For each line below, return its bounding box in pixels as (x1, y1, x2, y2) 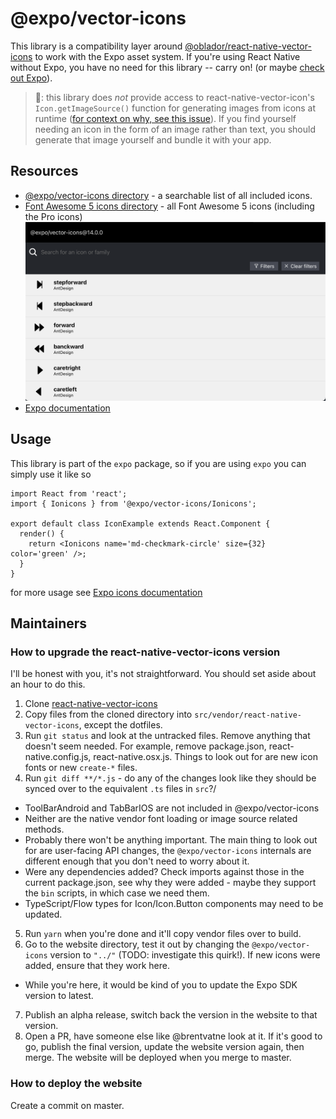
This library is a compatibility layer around (10, 40, 183, 52)
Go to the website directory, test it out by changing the (24, 938, 250, 951)
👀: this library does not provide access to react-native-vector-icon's (34, 91, 315, 103)
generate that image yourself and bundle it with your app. (34, 133, 272, 146)
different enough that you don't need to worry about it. (24, 855, 250, 867)
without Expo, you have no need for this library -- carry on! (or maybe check (10, 61, 325, 73)
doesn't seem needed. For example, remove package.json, (24, 740, 267, 752)
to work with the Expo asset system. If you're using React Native (34, 50, 301, 62)
